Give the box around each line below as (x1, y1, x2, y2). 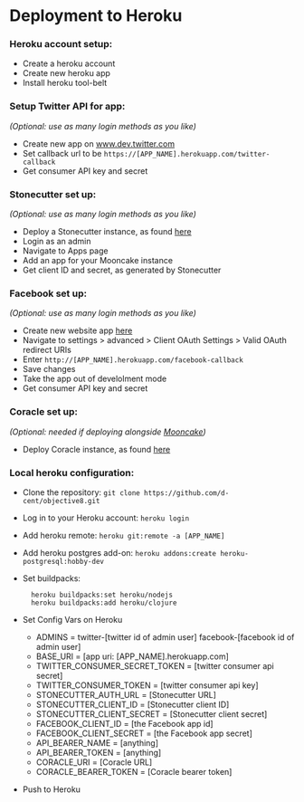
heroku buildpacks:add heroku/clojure (31, 598, 177, 607)
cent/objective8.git (22, 496, 100, 505)
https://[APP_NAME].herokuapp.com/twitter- (103, 149, 271, 158)
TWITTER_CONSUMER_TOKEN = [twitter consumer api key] (35, 680, 259, 691)
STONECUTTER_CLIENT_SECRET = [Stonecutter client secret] (35, 708, 268, 720)
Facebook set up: (9, 287, 88, 300)
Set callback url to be (22, 148, 102, 158)
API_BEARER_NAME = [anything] (35, 737, 159, 748)
